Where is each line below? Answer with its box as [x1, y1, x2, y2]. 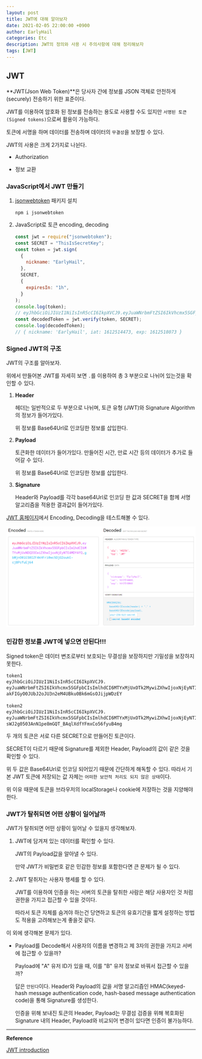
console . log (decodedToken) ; [14, 323, 85, 329]
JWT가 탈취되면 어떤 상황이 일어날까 [6, 810, 106, 818]
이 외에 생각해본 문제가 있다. [6, 929, 72, 937]
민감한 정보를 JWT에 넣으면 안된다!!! [6, 637, 106, 646]
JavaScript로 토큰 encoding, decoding [14, 220, 109, 228]
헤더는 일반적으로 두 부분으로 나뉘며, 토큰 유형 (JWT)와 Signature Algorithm [14, 404, 195, 411]
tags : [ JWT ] [6, 48, 36, 54]
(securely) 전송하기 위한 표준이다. [6, 95, 86, 102]
